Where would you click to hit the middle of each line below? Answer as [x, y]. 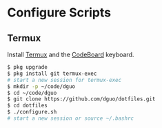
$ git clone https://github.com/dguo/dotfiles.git [81, 99]
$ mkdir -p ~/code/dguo [41, 86]
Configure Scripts [59, 13]
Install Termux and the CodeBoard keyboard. [71, 54]
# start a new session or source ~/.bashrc [71, 118]
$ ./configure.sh [32, 112]
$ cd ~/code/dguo [32, 93]
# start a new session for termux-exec [64, 80]
